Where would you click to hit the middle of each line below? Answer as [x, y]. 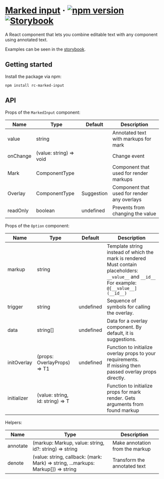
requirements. [123, 359]
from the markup [132, 449]
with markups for [132, 139]
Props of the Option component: [37, 226]
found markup [123, 410]
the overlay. [120, 313]
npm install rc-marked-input [35, 85]
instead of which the [130, 252]
